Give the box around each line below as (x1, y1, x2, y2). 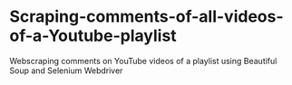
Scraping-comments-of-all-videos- (9, 6, 284, 27)
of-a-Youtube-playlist (9, 25, 177, 46)
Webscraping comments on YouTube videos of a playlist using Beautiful (9, 55, 277, 66)
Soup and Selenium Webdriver (9, 65, 123, 76)
